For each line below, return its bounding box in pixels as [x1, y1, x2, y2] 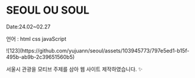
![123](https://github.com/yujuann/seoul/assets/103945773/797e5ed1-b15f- [6, 47, 190, 54]
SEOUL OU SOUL [6, 4, 90, 17]
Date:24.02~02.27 [6, 23, 51, 30]
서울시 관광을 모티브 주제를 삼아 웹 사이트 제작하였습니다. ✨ [6, 66, 143, 73]
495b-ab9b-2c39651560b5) [6, 53, 75, 60]
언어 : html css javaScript [6, 35, 67, 42]
